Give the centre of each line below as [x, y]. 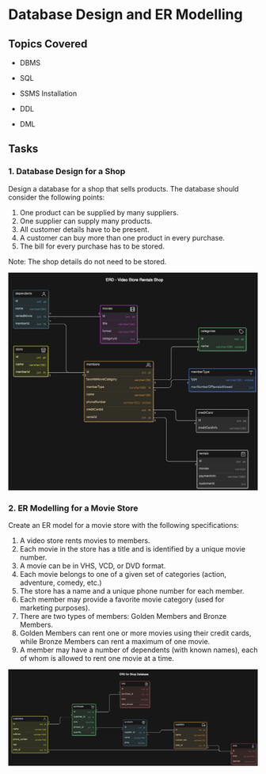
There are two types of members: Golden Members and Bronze [123, 617]
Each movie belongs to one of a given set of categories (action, [123, 575]
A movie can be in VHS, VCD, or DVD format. [93, 566]
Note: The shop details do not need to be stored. [87, 261]
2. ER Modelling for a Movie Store [73, 508]
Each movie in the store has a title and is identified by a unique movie [132, 549]
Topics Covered [48, 44]
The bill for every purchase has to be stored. [92, 246]
